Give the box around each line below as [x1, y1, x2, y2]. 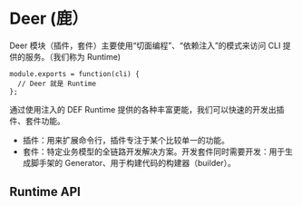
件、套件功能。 [9, 115, 65, 126]
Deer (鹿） [9, 8, 89, 29]
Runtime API [9, 184, 82, 200]
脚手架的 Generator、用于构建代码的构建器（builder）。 [30, 157, 236, 168]
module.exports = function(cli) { [9, 69, 141, 78]
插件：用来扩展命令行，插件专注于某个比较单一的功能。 [22, 134, 229, 145]
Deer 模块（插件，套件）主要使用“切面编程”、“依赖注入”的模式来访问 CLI [9, 40, 281, 51]
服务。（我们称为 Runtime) [24, 51, 121, 62]
